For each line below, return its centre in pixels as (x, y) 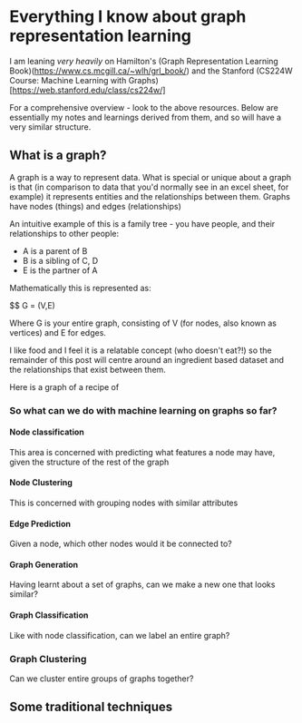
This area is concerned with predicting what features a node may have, (142, 452)
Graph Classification (49, 615)
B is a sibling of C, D (60, 260)
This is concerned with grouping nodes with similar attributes (124, 503)
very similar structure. (50, 127)
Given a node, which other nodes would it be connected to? (121, 544)
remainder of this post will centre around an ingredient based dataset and (146, 359)
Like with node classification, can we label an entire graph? (120, 635)
